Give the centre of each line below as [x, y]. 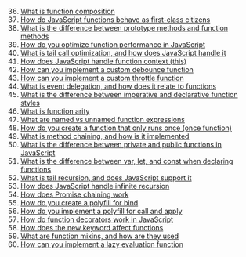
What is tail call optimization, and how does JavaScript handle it [123, 53]
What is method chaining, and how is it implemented [105, 136]
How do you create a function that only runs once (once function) [126, 128]
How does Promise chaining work [74, 194]
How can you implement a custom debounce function [107, 69]
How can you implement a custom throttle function [102, 78]
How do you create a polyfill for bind [79, 203]
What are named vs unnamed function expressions [102, 119]
